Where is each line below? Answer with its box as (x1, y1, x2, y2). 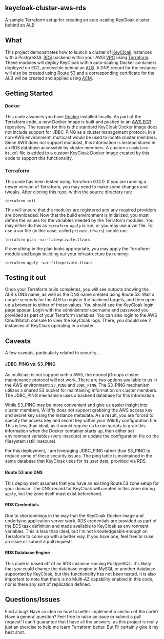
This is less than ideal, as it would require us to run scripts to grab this (5, 423, 146, 429)
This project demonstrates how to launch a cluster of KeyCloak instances (5, 49, 152, 55)
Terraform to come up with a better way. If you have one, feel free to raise (5, 533, 154, 539)
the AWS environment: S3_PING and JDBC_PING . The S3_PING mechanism (5, 382, 150, 388)
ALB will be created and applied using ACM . (5, 75, 94, 81)
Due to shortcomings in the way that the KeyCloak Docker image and (5, 513, 144, 518)
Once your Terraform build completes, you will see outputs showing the (5, 287, 149, 292)
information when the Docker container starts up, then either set (5, 428, 134, 434)
